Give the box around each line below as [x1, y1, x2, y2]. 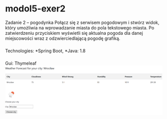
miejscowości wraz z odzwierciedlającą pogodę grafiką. [5, 35, 121, 41]
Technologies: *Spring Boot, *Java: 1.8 [5, 48, 86, 54]
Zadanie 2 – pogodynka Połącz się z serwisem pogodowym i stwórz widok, [5, 19, 160, 25]
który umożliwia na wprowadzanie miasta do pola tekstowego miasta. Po [5, 24, 155, 30]
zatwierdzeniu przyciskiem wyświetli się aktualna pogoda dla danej [5, 30, 143, 36]
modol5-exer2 [5, 3, 66, 14]
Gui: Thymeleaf [5, 60, 37, 66]
